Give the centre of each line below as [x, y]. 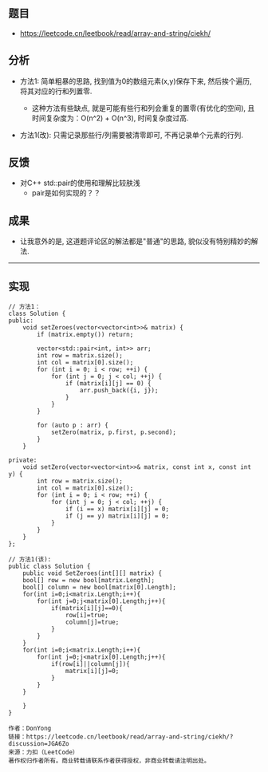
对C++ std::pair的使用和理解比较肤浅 [80, 183]
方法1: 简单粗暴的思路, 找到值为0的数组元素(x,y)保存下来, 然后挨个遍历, [136, 81]
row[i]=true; [87, 616]
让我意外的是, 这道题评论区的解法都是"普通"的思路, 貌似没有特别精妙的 [135, 242]
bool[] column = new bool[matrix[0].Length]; [100, 588]
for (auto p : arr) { [73, 425]
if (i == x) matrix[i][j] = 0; [117, 509]
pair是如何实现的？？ [66, 193]
